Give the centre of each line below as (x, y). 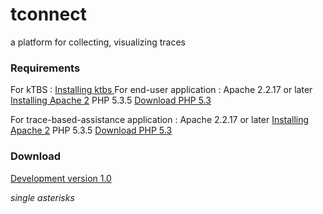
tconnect (48, 14)
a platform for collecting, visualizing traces (98, 42)
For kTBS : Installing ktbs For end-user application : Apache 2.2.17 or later (161, 90)
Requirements (45, 68)
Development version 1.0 (61, 178)
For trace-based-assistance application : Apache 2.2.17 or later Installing (160, 120)
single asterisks (42, 197)
